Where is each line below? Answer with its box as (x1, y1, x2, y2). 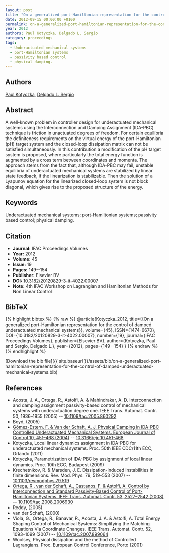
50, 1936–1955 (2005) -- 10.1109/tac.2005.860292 (12, 413, 117, 420)
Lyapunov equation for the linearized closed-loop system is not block (5, 178, 149, 185)
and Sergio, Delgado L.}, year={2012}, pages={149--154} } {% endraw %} (5, 343, 158, 349)
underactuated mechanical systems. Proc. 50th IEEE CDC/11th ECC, (12, 445, 153, 451)
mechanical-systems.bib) (5, 369, 58, 375)
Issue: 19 (12, 261, 32, 267)
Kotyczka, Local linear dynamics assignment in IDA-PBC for (12, 440, 136, 446)
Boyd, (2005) (12, 419, 40, 425)
